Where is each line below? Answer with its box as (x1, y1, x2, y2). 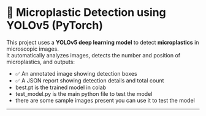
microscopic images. (6, 45, 59, 53)
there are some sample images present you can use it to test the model (15, 96, 195, 104)
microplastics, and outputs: (6, 58, 75, 65)
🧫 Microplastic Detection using (6, 5, 167, 20)
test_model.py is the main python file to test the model (15, 90, 153, 97)
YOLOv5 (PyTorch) (6, 18, 103, 32)
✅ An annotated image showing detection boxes (15, 70, 137, 77)
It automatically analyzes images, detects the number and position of (6, 51, 181, 59)
